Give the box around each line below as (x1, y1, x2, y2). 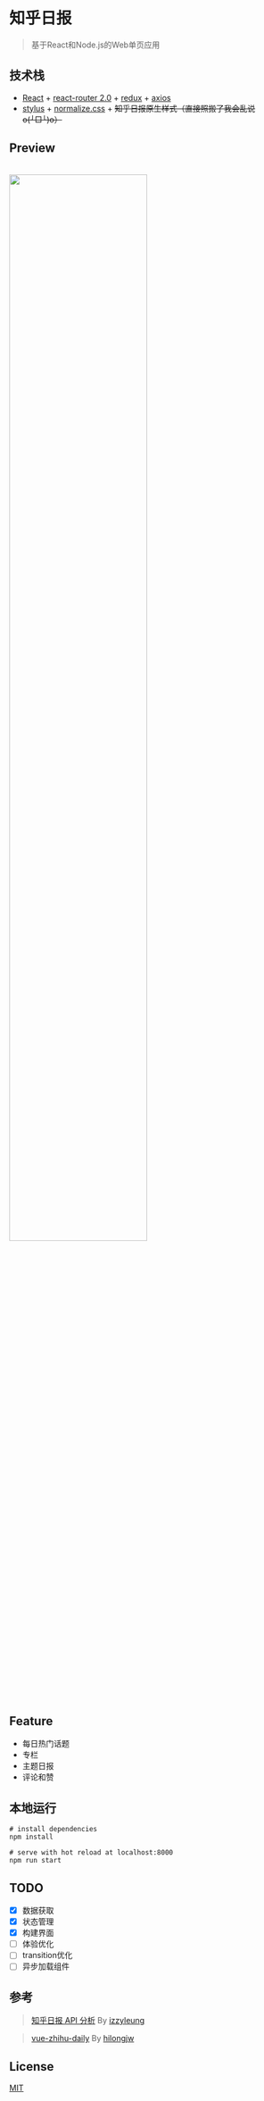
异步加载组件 (21, 1961, 70, 1972)
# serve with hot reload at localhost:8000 (9, 1848, 174, 1857)
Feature (9, 1713, 54, 1729)
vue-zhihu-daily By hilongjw (30, 2033, 135, 2044)
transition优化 (21, 1950, 73, 1961)
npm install (9, 1832, 54, 1842)
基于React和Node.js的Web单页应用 (30, 39, 161, 50)
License (9, 2059, 54, 2074)
